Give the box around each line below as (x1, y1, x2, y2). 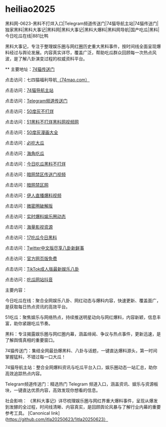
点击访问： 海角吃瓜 (5, 150, 44, 156)
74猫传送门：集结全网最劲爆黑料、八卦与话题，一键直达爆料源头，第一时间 (5, 347, 158, 353)
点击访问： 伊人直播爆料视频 (5, 192, 62, 198)
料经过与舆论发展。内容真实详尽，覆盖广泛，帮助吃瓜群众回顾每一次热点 (5, 49, 152, 55)
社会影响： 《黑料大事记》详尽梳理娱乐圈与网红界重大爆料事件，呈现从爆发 (5, 397, 158, 404)
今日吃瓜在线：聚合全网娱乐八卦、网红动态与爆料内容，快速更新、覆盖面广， (5, 297, 161, 303)
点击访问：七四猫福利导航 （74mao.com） (5, 77, 90, 83)
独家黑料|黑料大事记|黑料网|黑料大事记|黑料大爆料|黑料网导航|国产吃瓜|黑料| (5, 26, 160, 33)
